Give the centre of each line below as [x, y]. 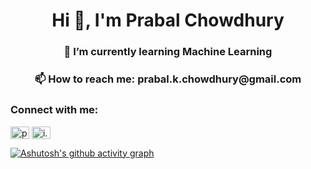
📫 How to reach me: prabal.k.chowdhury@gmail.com [168, 79]
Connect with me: [54, 109]
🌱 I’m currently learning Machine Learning [168, 52]
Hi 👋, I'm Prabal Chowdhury [168, 20]
